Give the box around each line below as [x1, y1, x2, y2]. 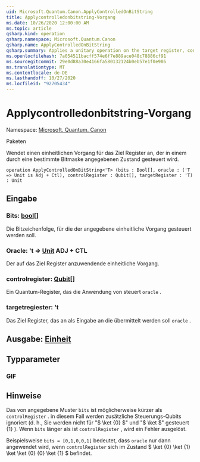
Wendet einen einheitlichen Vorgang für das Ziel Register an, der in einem [6, 149, 187, 156]
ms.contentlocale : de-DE [6, 70, 68, 76]
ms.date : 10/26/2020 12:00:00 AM [6, 20, 89, 26]
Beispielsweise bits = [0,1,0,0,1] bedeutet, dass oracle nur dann [6, 437, 171, 444]
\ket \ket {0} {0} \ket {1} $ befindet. [6, 449, 92, 457]
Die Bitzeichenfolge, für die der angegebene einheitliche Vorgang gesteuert [6, 225, 192, 232]
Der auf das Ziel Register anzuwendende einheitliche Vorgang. [6, 260, 160, 267]
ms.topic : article [6, 25, 52, 32]
